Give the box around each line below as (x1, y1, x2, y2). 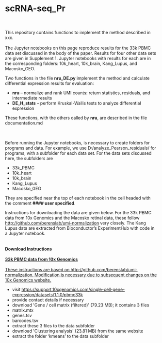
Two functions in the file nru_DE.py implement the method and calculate (5, 75, 150, 81)
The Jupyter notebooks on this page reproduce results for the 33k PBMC (5, 45, 151, 51)
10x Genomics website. (5, 277, 51, 283)
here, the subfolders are (5, 155, 53, 161)
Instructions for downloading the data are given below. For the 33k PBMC (5, 209, 152, 215)
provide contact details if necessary (12, 297, 84, 303)
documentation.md (5, 120, 43, 126)
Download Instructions (5, 246, 52, 252)
